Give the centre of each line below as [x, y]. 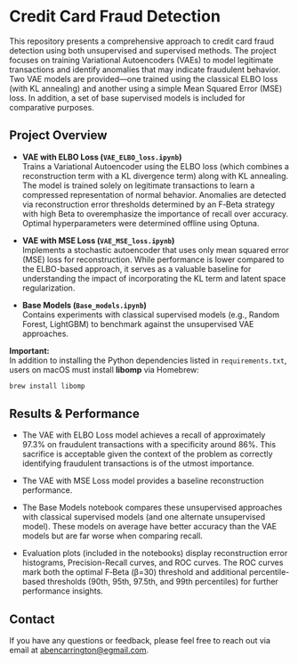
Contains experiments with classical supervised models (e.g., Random [151, 315]
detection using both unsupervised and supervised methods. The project [143, 50]
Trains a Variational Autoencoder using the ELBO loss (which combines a [155, 166]
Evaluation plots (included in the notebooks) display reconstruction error [155, 553]
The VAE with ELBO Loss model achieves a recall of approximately [144, 435]
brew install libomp [48, 386]
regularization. [48, 288]
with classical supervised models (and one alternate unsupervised [144, 517]
